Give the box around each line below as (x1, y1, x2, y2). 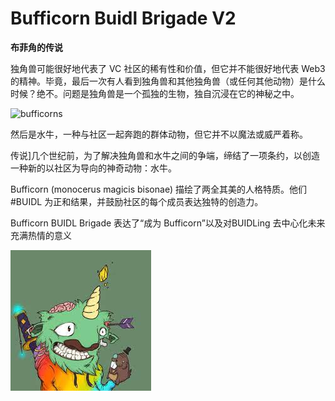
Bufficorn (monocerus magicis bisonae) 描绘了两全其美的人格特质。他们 (10, 183, 307, 195)
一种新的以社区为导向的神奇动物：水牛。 (10, 162, 177, 174)
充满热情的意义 (10, 229, 72, 241)
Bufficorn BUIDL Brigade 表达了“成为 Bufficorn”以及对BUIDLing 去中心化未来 (10, 217, 326, 229)
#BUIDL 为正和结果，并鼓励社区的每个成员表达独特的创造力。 (10, 195, 264, 207)
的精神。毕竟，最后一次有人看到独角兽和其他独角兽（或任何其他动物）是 (10, 75, 308, 87)
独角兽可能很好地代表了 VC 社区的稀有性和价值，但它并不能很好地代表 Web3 (10, 62, 326, 74)
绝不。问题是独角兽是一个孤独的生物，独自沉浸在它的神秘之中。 (36, 87, 300, 99)
